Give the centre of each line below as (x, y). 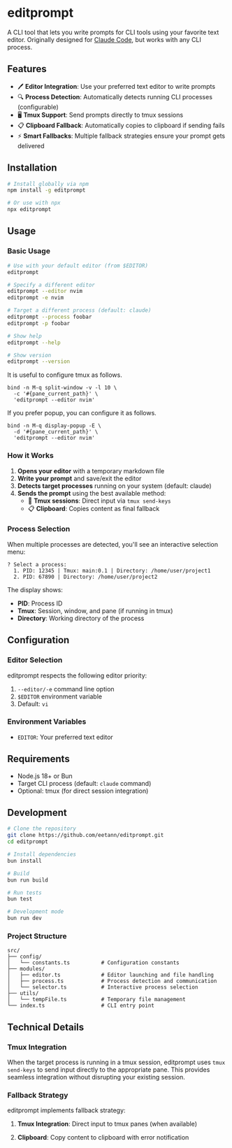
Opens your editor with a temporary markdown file (91, 471)
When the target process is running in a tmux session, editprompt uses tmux (116, 1062)
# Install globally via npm (48, 184)
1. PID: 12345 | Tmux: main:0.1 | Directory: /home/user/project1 (112, 571)
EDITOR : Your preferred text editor (65, 737)
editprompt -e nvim (36, 298)
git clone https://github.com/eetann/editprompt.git (86, 835)
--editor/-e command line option (66, 689)
